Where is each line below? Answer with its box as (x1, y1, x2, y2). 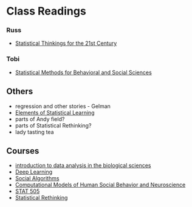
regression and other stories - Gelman (15, 102, 111, 110)
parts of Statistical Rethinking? (15, 121, 92, 129)
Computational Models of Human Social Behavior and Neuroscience (15, 181, 186, 189)
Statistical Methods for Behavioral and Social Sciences (15, 69, 152, 76)
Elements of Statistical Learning (15, 109, 95, 116)
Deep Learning (15, 168, 53, 175)
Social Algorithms (15, 175, 60, 182)
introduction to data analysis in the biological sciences (15, 162, 151, 169)
